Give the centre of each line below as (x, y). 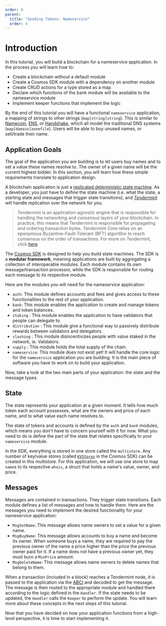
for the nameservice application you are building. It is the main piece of (84, 357)
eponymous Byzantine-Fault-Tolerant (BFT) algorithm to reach (81, 234)
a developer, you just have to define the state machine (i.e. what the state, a (83, 192)
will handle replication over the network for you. (54, 203)
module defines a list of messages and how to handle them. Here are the (80, 505)
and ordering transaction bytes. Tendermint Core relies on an (80, 228)
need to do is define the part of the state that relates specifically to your (79, 436)
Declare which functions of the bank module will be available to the (81, 93)
